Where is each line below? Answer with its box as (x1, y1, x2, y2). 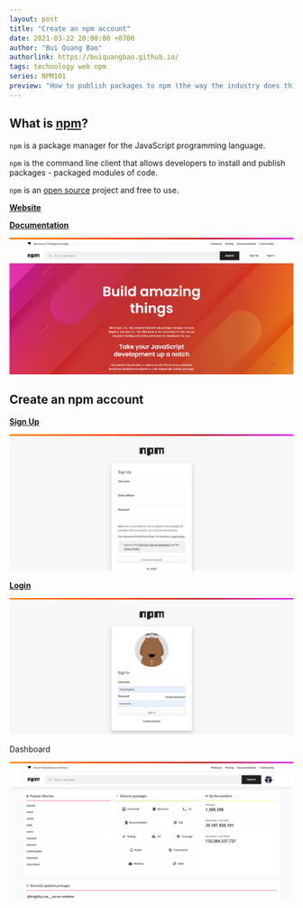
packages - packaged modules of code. (9, 167, 158, 178)
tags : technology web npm (9, 62, 106, 71)
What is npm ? (9, 116, 88, 131)
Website (9, 201, 41, 212)
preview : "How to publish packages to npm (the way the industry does (9, 81, 280, 90)
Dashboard (9, 744, 51, 754)
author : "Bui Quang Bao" (9, 43, 103, 52)
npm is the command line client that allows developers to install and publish (9, 157, 286, 168)
